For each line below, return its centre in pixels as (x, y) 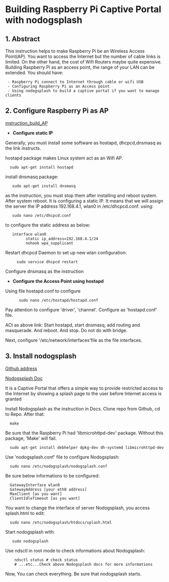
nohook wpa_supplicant (49, 243)
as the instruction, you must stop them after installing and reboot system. (81, 195)
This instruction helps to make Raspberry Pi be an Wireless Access (75, 51)
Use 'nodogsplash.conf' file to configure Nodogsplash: (62, 457)
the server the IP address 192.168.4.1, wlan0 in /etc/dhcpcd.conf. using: (79, 206)
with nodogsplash (44, 20)
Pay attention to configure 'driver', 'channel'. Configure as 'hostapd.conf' (81, 310)
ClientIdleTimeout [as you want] (45, 498)
